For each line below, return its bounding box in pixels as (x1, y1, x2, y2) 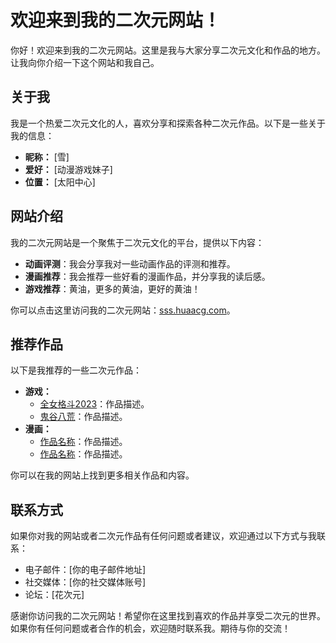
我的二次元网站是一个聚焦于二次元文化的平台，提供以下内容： (10, 236, 265, 248)
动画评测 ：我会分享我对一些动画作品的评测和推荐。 (24, 257, 236, 270)
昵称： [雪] (24, 151, 70, 163)
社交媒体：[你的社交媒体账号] (24, 576, 147, 588)
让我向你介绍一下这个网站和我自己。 (10, 56, 160, 68)
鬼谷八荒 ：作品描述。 (39, 411, 128, 423)
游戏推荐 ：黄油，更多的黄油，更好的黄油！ (24, 282, 201, 295)
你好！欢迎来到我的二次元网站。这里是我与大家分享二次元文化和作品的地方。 (10, 44, 326, 56)
